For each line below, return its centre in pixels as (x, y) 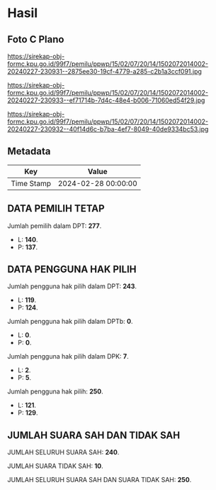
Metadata (29, 152)
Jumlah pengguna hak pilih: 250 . (56, 391)
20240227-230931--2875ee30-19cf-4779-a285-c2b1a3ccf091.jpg (104, 71)
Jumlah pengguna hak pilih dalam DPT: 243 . (72, 286)
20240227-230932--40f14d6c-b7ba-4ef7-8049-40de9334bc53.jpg (108, 129)
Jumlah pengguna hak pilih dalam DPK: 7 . (68, 356)
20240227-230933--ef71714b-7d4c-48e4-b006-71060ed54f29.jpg (106, 100)
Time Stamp (31, 183)
